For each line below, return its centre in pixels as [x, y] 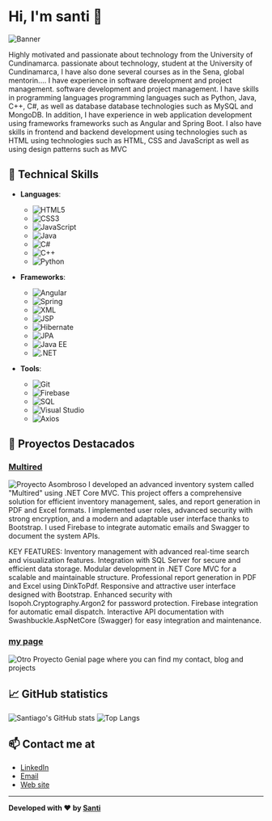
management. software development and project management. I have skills [134, 89]
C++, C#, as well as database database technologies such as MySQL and [131, 106]
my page [26, 641]
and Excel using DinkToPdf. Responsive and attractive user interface [122, 586]
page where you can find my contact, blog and [166, 659]
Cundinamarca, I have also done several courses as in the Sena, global [126, 71]
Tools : [31, 368]
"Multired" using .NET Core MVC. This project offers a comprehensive [125, 493]
